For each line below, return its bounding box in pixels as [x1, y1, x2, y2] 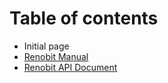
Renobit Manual [23, 50, 89, 62]
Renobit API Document [23, 61, 118, 73]
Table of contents [9, 7, 159, 30]
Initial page [23, 40, 70, 52]
